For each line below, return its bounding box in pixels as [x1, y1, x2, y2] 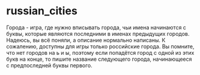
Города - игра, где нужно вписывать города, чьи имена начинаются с [6, 24, 186, 31]
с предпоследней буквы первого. [6, 61, 93, 69]
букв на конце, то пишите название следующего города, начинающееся [6, 55, 192, 62]
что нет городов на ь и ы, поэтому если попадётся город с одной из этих [6, 49, 195, 56]
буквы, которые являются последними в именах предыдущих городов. [6, 30, 190, 37]
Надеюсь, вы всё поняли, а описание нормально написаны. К [6, 36, 166, 43]
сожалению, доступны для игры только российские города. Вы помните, [6, 43, 195, 50]
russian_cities [6, 4, 78, 18]
